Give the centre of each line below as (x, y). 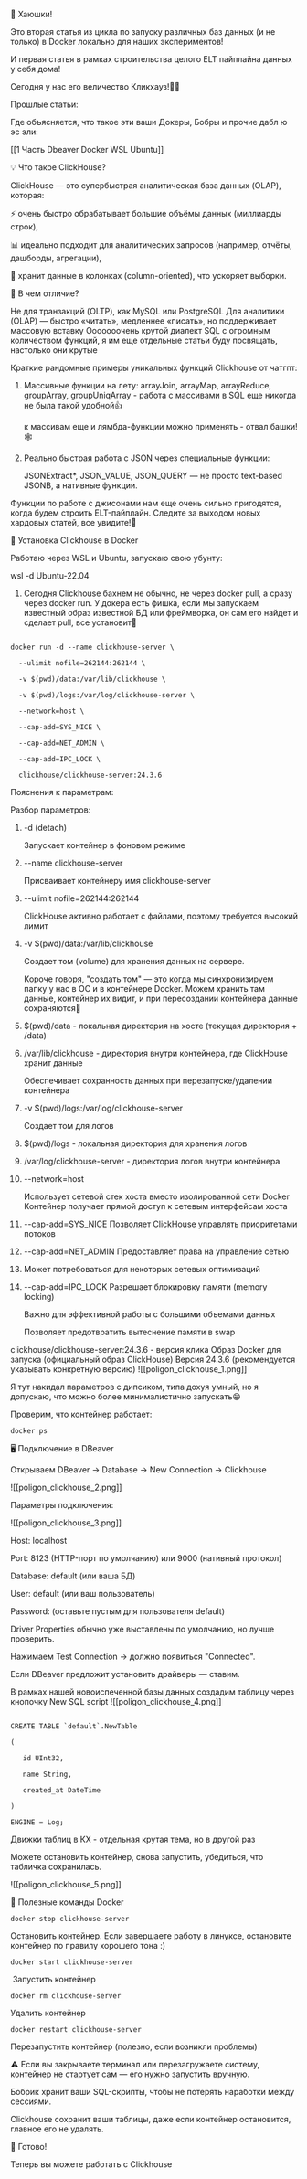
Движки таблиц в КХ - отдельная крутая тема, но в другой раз (133, 1839)
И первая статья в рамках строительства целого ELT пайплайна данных (152, 59)
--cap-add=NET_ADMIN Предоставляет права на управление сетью (156, 1251)
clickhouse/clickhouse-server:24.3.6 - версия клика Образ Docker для (146, 1350)
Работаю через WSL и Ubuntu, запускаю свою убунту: (116, 558)
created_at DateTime (62, 1791)
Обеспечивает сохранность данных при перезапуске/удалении (148, 1080)
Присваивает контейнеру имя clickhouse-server (117, 881)
